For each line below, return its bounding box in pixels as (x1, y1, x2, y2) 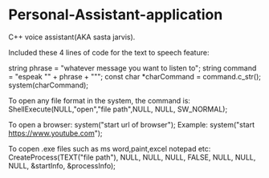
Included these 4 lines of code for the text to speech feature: (8, 47, 210, 57)
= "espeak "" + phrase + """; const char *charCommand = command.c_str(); (8, 71, 262, 81)
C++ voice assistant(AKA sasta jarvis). (8, 32, 136, 42)
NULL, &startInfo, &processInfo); (8, 160, 116, 170)
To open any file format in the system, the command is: (8, 95, 191, 105)
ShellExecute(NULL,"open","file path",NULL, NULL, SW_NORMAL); (8, 104, 228, 114)
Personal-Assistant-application (8, 6, 223, 24)
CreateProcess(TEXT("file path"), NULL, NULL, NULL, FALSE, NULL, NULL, (8, 152, 256, 162)
